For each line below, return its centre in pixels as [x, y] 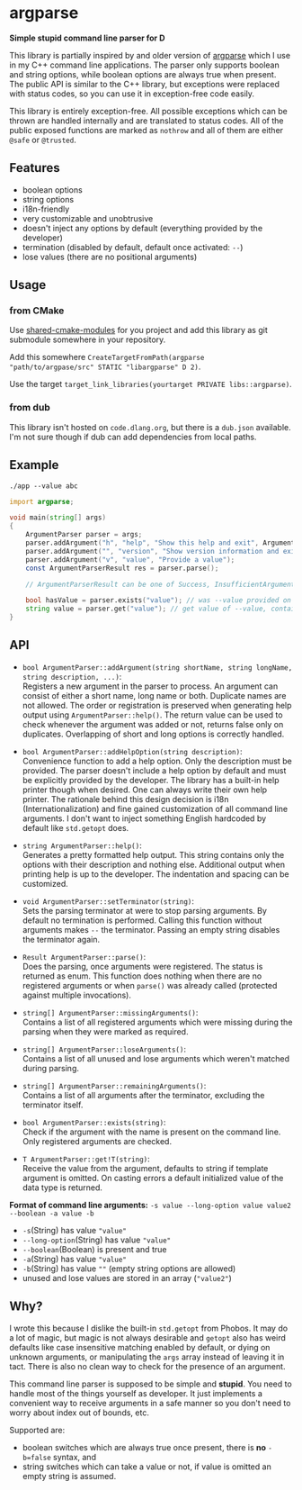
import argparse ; [42, 501]
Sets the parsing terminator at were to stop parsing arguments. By [145, 910]
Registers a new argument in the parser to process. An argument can [150, 686]
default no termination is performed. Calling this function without [142, 920]
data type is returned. [62, 1187]
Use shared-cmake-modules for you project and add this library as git [138, 330]
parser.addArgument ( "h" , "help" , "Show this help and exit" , [142, 543]
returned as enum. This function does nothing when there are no [142, 976]
